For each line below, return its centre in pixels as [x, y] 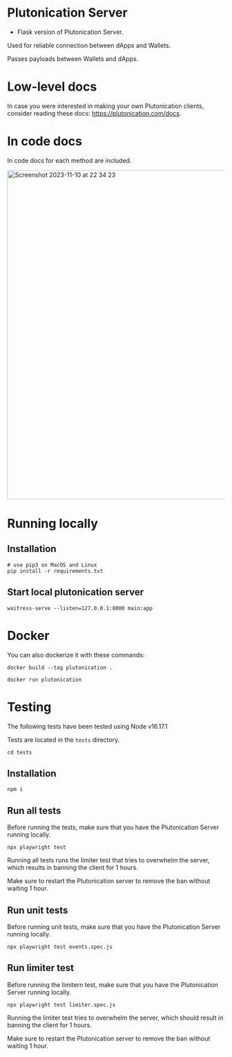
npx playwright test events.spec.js [60, 947]
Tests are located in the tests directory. [64, 740]
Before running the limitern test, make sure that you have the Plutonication [113, 984]
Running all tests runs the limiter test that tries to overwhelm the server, [109, 860]
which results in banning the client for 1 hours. [72, 868]
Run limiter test [41, 968]
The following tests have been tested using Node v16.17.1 [87, 726]
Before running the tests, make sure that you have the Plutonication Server [113, 827]
